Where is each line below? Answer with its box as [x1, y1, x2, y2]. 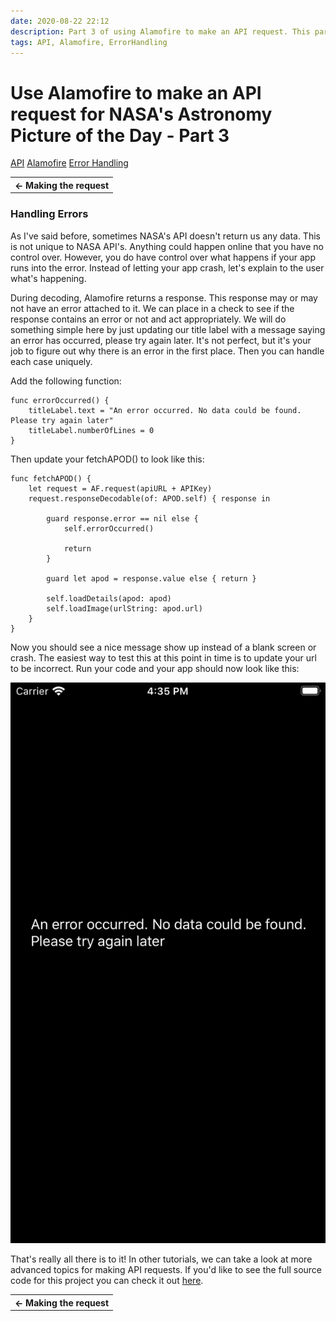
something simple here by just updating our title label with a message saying [10, 323, 326, 335]
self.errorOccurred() [63, 523, 155, 534]
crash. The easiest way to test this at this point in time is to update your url [10, 651, 317, 664]
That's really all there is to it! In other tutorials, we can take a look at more [10, 1253, 313, 1265]
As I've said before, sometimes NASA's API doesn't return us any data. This [10, 230, 321, 242]
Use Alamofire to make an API [10, 81, 262, 104]
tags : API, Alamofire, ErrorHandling [10, 37, 168, 47]
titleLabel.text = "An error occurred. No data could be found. [28, 405, 302, 415]
